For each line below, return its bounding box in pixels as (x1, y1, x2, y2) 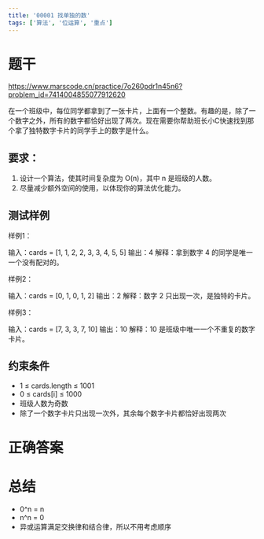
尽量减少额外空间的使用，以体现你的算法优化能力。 (19, 183, 185, 193)
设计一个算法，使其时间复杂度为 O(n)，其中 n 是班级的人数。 (19, 174, 217, 183)
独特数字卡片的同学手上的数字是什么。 (28, 126, 153, 135)
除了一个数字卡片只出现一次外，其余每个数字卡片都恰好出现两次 (19, 408, 226, 418)
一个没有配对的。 (8, 257, 64, 268)
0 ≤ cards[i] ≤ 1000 (19, 389, 82, 398)
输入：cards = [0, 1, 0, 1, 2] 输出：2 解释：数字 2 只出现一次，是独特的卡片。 (8, 291, 255, 301)
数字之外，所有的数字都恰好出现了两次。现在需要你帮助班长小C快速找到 (14, 116, 247, 126)
